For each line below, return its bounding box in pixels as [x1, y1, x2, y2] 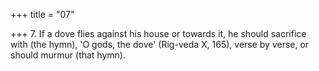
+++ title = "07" [10, 9, 75, 20]
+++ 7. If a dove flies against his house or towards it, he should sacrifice [10, 28, 307, 39]
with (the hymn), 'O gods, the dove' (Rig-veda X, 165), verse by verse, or [10, 39, 310, 50]
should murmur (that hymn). [10, 49, 126, 61]
